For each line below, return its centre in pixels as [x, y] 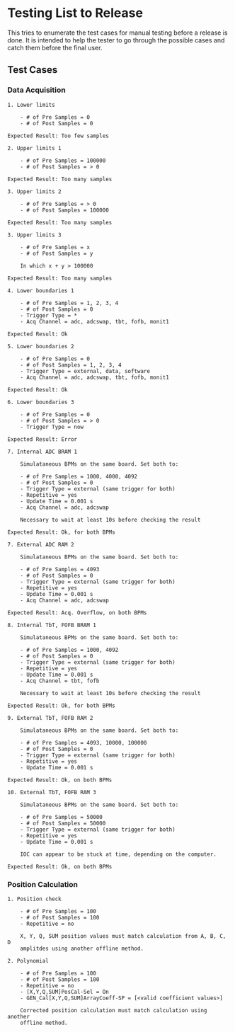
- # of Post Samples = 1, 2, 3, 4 [71, 365]
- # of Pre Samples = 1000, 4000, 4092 [79, 476]
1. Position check [34, 899]
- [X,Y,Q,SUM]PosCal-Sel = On [65, 992]
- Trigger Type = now [52, 427]
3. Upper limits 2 [34, 191]
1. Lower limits [31, 105]
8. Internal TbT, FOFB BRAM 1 [52, 625]
